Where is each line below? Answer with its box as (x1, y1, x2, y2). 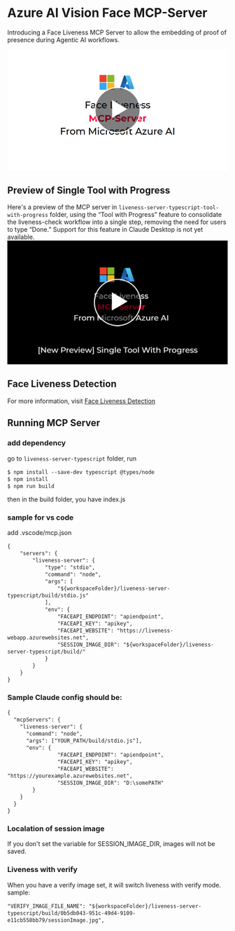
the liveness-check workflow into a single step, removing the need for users (7, 218, 227, 226)
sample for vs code (7, 513, 74, 522)
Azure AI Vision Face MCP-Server (7, 5, 208, 21)
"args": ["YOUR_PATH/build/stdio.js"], (25, 737, 142, 745)
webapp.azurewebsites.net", (7, 634, 90, 641)
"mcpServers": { (13, 716, 61, 724)
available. (7, 233, 35, 242)
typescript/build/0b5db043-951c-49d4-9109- (7, 909, 136, 917)
